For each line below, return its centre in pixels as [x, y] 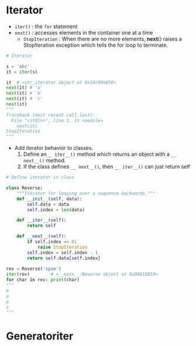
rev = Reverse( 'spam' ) [34, 269]
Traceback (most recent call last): [51, 115]
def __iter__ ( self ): [42, 220]
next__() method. [44, 160]
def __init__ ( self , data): [49, 199]
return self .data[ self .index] [64, 258]
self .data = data [48, 204]
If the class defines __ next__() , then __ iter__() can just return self [106, 167]
